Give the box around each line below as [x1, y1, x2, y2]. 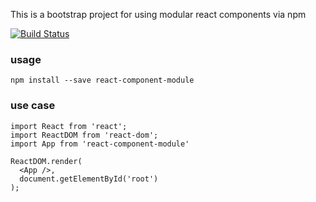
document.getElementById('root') [19, 174, 159, 184]
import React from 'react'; [10, 121, 128, 131]
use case [10, 99, 56, 113]
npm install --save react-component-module [10, 75, 195, 86]
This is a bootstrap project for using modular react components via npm [10, 9, 307, 20]
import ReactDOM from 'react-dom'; [10, 130, 159, 140]
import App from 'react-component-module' [10, 139, 190, 149]
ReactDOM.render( [10, 156, 83, 166]
